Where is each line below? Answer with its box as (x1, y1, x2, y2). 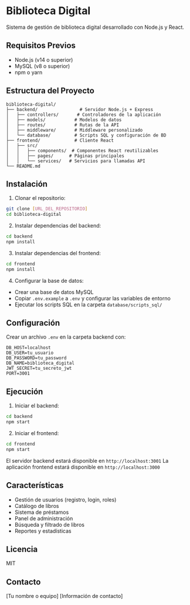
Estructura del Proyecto (6, 86, 95, 96)
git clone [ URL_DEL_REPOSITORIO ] (6, 206, 88, 212)
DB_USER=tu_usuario (6, 350, 54, 356)
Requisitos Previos (6, 41, 76, 51)
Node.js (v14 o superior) (14, 56, 73, 63)
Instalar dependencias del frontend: (14, 249, 101, 256)
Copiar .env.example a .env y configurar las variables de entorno (14, 295, 171, 302)
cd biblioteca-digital (6, 212, 62, 218)
